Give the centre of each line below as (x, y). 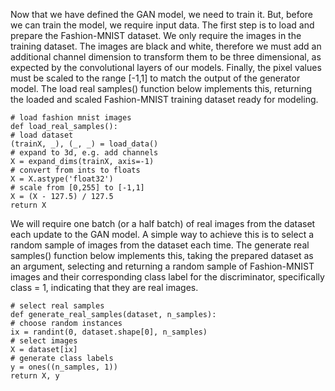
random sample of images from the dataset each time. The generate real (160, 245)
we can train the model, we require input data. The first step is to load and (162, 25)
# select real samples (57, 306)
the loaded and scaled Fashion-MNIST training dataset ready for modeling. (164, 99)
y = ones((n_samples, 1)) (64, 367)
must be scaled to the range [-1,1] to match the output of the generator (155, 78)
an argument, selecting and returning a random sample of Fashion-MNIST (162, 266)
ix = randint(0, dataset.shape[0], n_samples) (109, 332)
